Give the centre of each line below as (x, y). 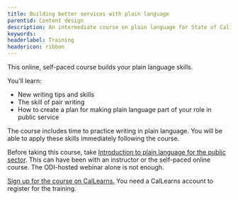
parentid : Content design (45, 21)
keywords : (22, 34)
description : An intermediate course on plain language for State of (112, 27)
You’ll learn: (25, 81)
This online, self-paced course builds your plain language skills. (100, 67)
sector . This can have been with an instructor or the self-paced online (109, 160)
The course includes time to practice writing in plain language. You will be (115, 131)
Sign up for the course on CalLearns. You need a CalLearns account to (110, 181)
